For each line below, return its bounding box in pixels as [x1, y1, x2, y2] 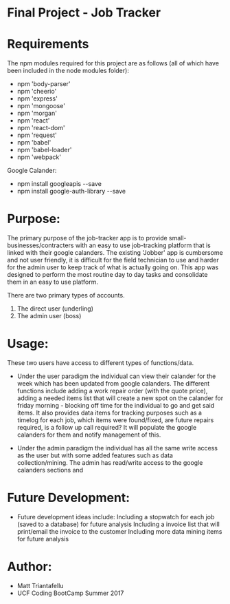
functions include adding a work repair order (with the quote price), [16, 387, 208, 395]
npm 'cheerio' [16, 87, 57, 96]
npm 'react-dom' [16, 124, 65, 132]
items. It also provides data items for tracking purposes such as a [16, 408, 203, 417]
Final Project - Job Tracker [7, 5, 161, 21]
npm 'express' [16, 94, 58, 103]
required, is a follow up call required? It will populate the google [16, 424, 197, 431]
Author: [7, 559, 53, 574]
